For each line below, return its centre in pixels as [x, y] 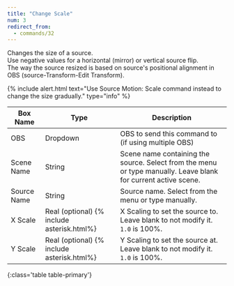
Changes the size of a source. [50, 53]
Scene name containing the [165, 154]
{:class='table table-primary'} [50, 275]
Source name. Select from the [169, 191]
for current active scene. [160, 180]
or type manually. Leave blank [169, 172]
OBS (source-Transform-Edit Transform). [66, 75]
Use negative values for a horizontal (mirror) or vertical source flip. [103, 61]
